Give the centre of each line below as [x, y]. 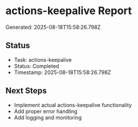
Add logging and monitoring [48, 117]
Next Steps [26, 91]
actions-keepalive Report [69, 11]
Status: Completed [36, 66]
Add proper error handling [46, 111]
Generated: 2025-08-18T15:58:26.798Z [53, 27]
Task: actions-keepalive [43, 59]
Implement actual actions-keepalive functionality [73, 105]
